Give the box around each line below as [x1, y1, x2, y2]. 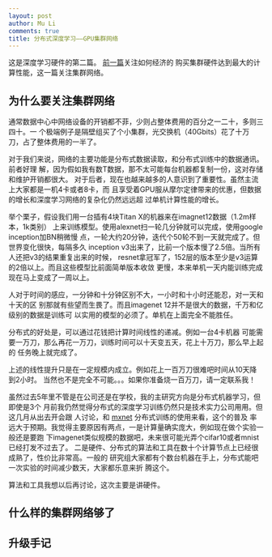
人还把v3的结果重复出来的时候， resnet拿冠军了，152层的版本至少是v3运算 [8, 253, 259, 262]
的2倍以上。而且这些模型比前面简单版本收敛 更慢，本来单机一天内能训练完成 [8, 262, 263, 272]
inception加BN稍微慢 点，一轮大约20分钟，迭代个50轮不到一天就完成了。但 [8, 232, 261, 242]
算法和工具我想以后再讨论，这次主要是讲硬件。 [8, 480, 164, 490]
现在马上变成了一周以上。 [8, 273, 94, 283]
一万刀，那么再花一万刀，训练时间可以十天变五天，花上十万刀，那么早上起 [15, 338, 264, 347]
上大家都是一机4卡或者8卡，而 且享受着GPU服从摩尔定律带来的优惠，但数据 [8, 185, 261, 194]
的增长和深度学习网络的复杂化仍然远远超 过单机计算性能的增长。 [8, 195, 223, 205]
